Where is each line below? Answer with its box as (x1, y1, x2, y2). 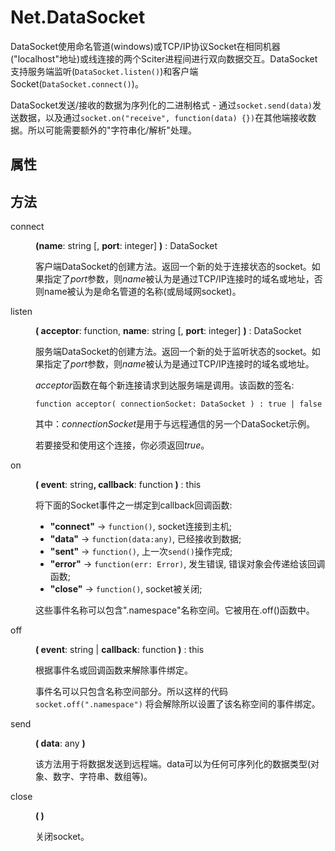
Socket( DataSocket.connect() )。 (10, 77, 144, 90)
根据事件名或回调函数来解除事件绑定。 (35, 664, 193, 676)
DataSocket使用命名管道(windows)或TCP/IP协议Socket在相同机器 (10, 40, 281, 52)
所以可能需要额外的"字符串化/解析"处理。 (27, 124, 198, 136)
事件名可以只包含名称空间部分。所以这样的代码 (35, 686, 228, 698)
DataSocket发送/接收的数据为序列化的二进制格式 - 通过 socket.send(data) (10, 99, 313, 111)
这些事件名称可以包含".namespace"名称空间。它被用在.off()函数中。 (35, 604, 315, 616)
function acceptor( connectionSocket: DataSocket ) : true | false (35, 399, 323, 410)
